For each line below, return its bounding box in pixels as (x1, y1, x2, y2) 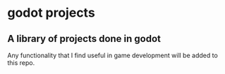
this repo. (7, 59, 35, 67)
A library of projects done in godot (7, 33, 161, 45)
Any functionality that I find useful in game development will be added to (7, 51, 219, 59)
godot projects (7, 5, 95, 21)
